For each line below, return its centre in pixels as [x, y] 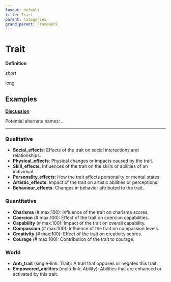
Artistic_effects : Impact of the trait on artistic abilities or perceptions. [85, 182]
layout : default [22, 10]
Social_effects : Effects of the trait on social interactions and [76, 150]
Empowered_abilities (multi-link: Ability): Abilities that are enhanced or [87, 269]
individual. [23, 172]
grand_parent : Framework [32, 24]
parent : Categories [26, 19]
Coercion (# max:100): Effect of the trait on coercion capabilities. [81, 217]
